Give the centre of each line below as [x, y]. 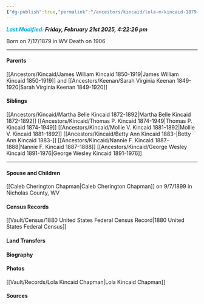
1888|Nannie [22, 147]
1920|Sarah [21, 87]
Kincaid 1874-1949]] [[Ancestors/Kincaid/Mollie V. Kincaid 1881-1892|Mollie [101, 128]
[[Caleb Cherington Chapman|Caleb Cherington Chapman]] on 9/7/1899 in [99, 187]
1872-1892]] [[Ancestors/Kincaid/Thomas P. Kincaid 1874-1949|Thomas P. [99, 121]
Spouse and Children [33, 173]
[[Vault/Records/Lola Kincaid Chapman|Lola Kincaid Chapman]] [86, 282]
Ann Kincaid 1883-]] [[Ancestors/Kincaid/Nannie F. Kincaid [80, 140]
